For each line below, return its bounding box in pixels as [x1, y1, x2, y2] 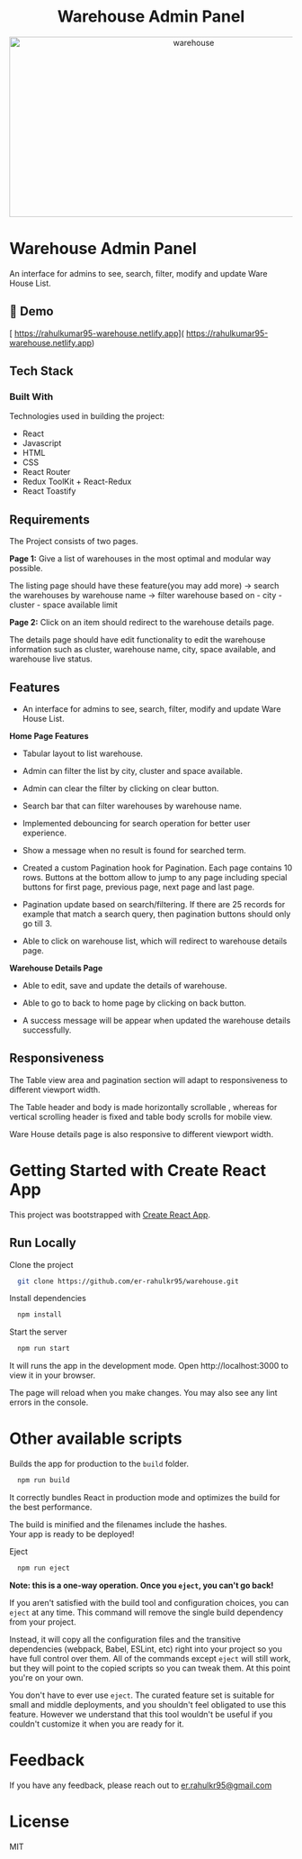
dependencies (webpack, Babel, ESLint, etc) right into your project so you [9, 1643, 283, 1654]
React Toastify [22, 486, 76, 497]
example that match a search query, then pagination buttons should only [22, 908, 291, 919]
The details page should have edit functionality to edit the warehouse [9, 634, 266, 645]
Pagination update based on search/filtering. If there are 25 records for [22, 899, 286, 909]
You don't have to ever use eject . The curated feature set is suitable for [9, 1690, 275, 1700]
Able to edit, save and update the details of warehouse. [22, 980, 227, 990]
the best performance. [9, 1502, 93, 1512]
